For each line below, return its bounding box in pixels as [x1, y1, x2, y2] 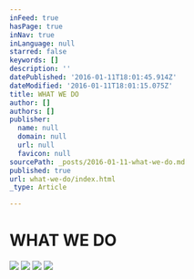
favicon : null [17, 149, 71, 158]
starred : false [9, 47, 67, 57]
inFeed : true [9, 13, 59, 23]
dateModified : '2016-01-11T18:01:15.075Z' [9, 81, 173, 90]
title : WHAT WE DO [9, 89, 79, 98]
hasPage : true [9, 22, 64, 31]
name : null [17, 124, 59, 133]
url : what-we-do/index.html [9, 174, 117, 183]
